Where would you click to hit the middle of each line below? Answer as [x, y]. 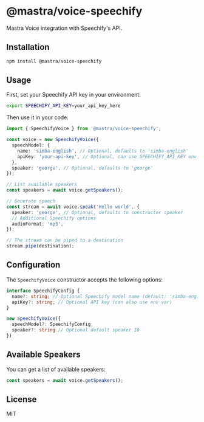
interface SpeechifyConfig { [43, 291]
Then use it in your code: [37, 117]
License [22, 399]
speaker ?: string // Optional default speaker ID [76, 330]
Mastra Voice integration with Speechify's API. [64, 28]
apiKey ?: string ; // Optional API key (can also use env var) [92, 302]
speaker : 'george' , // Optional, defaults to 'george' [83, 168]
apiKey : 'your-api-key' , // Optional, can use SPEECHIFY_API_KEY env [107, 156]
